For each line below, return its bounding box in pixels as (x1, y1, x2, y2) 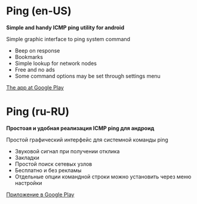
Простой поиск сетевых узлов (14, 160, 93, 168)
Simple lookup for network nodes (14, 60, 97, 67)
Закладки (14, 154, 40, 161)
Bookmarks (14, 53, 44, 60)
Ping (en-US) (6, 4, 72, 18)
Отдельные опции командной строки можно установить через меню (14, 173, 192, 180)
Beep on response (14, 47, 60, 54)
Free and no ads (14, 66, 56, 73)
